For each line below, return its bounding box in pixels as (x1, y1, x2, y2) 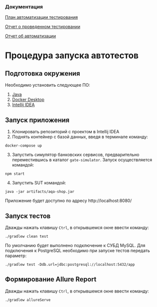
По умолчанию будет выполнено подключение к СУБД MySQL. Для (5, 242, 146, 248)
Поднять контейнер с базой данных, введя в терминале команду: (12, 134, 148, 140)
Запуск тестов (5, 212, 51, 220)
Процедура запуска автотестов (5, 50, 139, 61)
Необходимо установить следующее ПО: (5, 82, 90, 88)
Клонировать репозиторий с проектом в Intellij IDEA (12, 129, 119, 135)
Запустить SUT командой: (12, 180, 66, 186)
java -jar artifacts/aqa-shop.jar (5, 189, 75, 194)
